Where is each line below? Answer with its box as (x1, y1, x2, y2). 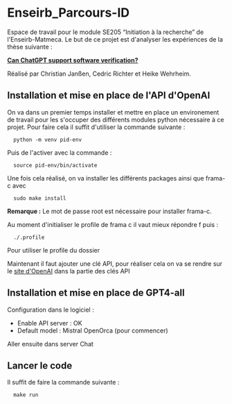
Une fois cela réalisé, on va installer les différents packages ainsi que (7, 174, 204, 182)
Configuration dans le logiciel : (7, 305, 95, 314)
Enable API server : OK (17, 319, 82, 327)
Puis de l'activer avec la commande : (7, 148, 112, 157)
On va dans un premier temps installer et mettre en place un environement (7, 108, 220, 116)
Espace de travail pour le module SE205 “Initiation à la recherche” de (7, 28, 204, 36)
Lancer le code (7, 360, 73, 371)
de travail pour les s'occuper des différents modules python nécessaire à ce (7, 115, 224, 124)
